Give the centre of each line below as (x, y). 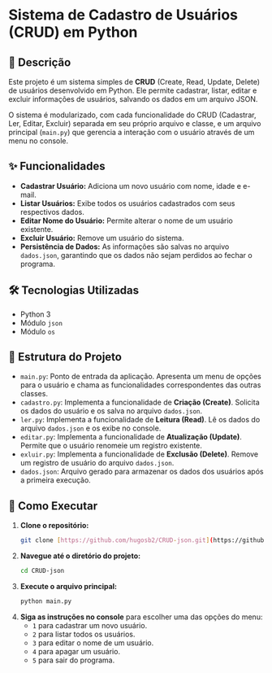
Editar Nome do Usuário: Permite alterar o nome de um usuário (127, 221)
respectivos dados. (52, 212)
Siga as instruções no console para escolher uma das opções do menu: (141, 617)
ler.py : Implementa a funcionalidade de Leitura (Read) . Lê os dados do (140, 420)
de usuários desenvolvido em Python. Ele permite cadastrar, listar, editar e (133, 90)
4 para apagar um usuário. (76, 651)
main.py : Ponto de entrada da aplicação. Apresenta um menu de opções (141, 377)
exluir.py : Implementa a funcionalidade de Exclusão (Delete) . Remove (139, 454)
